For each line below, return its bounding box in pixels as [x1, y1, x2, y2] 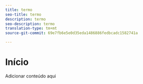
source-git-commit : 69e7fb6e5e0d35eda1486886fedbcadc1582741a [5, 30, 138, 35]
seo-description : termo [5, 21, 55, 26]
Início [5, 56, 29, 68]
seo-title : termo [5, 12, 42, 17]
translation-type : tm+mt [5, 26, 57, 31]
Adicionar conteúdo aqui [5, 73, 56, 79]
